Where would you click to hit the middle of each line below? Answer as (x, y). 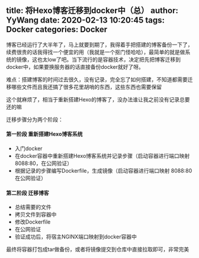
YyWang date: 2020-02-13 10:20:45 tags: (85, 20)
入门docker (28, 149)
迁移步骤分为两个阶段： (35, 119)
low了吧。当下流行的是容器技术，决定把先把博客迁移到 (114, 59)
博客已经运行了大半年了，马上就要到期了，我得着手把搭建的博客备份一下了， (99, 44)
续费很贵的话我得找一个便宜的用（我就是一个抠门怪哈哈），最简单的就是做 (96, 52)
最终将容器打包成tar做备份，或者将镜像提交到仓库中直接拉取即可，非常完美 (98, 249)
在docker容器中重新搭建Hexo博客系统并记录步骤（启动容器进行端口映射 (102, 156)
